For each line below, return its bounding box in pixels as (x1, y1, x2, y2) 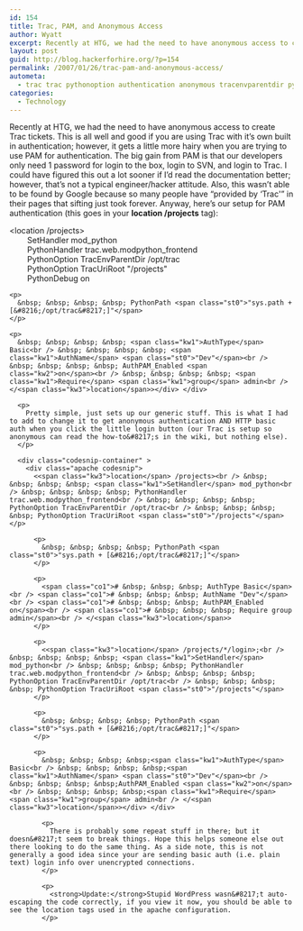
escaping (9, 898, 42, 907)
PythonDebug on (26, 273, 90, 284)
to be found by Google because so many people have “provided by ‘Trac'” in (9, 188, 294, 199)
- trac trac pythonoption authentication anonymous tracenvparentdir (17, 80, 284, 89)
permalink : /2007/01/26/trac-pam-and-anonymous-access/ (9, 64, 224, 73)
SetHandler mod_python (26, 235, 118, 246)
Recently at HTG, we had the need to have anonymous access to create (9, 122, 276, 132)
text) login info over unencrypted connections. (9, 858, 196, 868)
